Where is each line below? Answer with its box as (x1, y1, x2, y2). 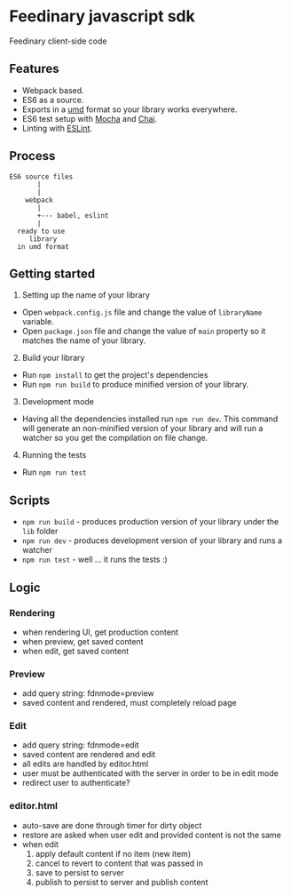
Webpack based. (21, 84, 84, 95)
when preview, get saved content (21, 636, 144, 646)
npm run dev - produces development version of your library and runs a (21, 535, 282, 546)
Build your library (21, 353, 85, 364)
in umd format (17, 242, 69, 251)
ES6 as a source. (21, 94, 84, 105)
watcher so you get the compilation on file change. (21, 433, 208, 444)
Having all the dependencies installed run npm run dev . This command (21, 413, 279, 424)
